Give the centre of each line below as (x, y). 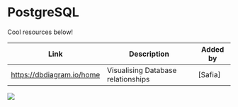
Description (149, 54)
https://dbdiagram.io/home (56, 74)
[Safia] (209, 74)
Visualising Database (142, 70)
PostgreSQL (43, 12)
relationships (129, 79)
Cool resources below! (40, 32)
